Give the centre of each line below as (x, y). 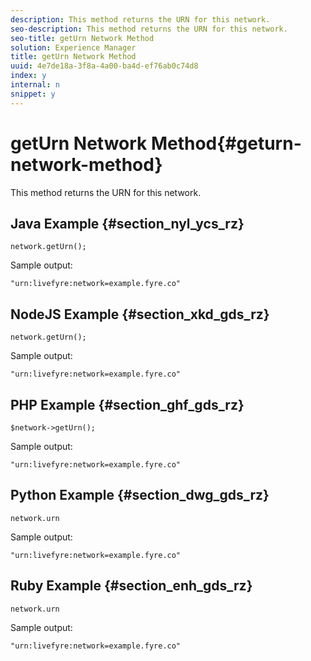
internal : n (35, 85)
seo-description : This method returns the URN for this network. (149, 29)
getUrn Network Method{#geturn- (156, 143)
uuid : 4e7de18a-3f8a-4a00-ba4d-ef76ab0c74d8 (104, 66)
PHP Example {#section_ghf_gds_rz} (127, 404)
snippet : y (33, 94)
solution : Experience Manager (73, 47)
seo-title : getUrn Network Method (82, 38)
